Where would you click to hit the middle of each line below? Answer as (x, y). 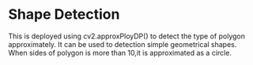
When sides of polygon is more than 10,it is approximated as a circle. (120, 52)
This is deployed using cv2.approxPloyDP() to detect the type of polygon (126, 36)
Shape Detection (64, 14)
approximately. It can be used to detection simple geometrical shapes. (123, 44)
